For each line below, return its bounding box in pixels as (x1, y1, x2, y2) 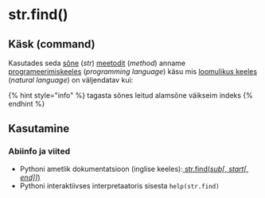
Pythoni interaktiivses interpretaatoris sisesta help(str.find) (19, 181, 220, 190)
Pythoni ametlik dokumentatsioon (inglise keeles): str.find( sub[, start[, (19, 164, 249, 173)
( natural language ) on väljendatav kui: (8, 76, 134, 84)
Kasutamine (8, 122, 70, 136)
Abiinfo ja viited (8, 146, 71, 157)
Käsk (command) (8, 37, 95, 51)
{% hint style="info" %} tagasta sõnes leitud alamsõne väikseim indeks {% (8, 91, 253, 100)
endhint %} (8, 99, 45, 108)
